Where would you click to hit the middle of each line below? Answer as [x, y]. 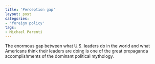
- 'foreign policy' [25, 23]
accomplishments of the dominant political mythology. [60, 56]
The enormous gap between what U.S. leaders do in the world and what [77, 46]
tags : [11, 28]
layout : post [18, 14]
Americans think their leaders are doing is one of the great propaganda [77, 51]
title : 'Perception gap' [30, 9]
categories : [17, 18]
